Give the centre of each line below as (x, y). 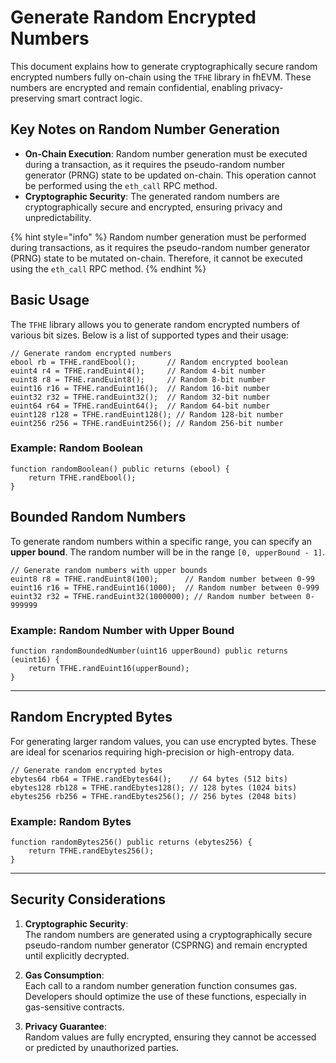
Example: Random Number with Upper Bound (122, 630)
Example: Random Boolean (77, 448)
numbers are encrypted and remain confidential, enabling (129, 87)
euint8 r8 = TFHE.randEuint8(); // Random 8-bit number (138, 379)
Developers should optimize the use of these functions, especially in (165, 996)
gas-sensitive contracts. (74, 1007)
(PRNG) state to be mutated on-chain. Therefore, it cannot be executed (156, 258)
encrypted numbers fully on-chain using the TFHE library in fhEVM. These (161, 77)
